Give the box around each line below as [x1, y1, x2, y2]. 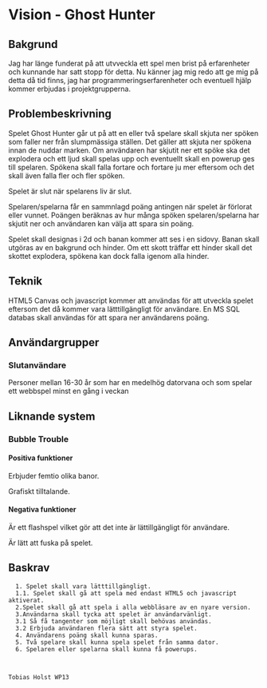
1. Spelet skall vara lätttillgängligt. [15, 582, 151, 591]
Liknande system [8, 409, 96, 423]
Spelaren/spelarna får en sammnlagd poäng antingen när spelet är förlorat [8, 201, 253, 211]
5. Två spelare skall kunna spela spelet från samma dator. [15, 638, 219, 646]
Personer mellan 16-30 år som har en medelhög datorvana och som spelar [8, 378, 253, 388]
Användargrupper [8, 336, 100, 349]
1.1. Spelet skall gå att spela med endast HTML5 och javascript [15, 589, 238, 597]
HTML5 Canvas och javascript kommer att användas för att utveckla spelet [8, 296, 253, 305]
